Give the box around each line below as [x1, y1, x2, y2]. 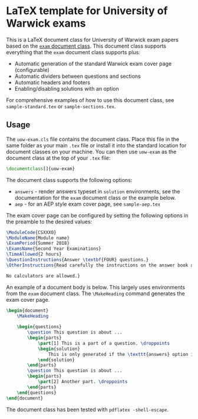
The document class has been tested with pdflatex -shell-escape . [6, 405, 169, 413]
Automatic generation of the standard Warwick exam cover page [14, 60, 172, 67]
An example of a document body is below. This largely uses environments [6, 283, 186, 291]
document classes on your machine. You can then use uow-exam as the [6, 148, 177, 155]
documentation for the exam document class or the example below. [14, 194, 176, 201]
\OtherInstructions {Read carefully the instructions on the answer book [6, 262, 189, 268]
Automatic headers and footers [14, 78, 90, 86]
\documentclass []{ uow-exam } [6, 166, 75, 171]
